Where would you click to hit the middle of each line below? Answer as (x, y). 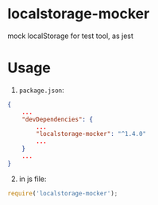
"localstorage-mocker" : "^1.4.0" (91, 134)
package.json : (41, 90)
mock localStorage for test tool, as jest (71, 36)
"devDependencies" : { (57, 119)
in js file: (33, 179)
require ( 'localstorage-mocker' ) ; (63, 193)
